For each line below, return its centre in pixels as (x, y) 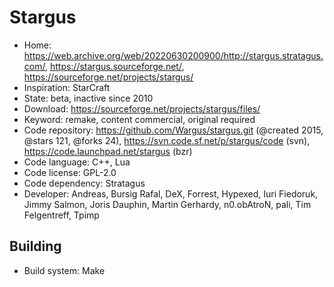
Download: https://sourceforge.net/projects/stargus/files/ (142, 108)
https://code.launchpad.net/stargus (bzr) (108, 151)
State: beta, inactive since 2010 (88, 98)
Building (35, 246)
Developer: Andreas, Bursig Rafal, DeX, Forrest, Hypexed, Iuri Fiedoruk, (171, 193)
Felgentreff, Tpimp (61, 215)
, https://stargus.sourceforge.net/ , (114, 66)
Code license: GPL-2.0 (70, 172)
